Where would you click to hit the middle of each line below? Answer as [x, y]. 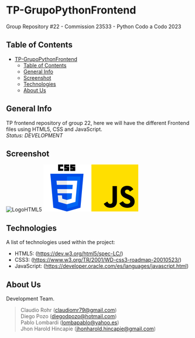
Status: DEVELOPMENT [35, 135]
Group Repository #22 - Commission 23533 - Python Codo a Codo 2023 [94, 26]
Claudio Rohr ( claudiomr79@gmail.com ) [69, 310]
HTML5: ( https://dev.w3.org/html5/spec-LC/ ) [69, 253]
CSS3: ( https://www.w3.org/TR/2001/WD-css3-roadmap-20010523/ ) [98, 260]
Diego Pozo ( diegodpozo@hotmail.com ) [69, 316]
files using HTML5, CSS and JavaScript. [54, 129]
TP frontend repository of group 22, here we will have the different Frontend [98, 123]
